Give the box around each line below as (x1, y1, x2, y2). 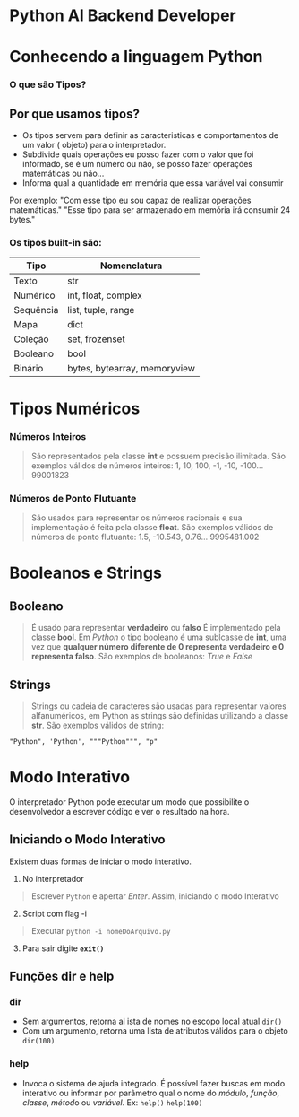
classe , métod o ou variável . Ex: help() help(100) (21, 1096, 203, 1108)
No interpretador (21, 873, 84, 884)
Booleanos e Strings (9, 563, 163, 583)
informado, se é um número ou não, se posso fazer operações (21, 159, 253, 170)
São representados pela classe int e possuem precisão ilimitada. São (30, 450, 286, 461)
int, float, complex (66, 289, 143, 301)
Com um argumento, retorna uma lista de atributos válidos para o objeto (21, 1025, 288, 1036)
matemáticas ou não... (21, 168, 105, 179)
